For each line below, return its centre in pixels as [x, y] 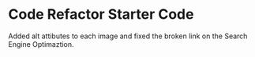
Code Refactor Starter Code [101, 14]
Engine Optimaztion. [41, 44]
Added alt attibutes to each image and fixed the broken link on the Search [128, 36]
